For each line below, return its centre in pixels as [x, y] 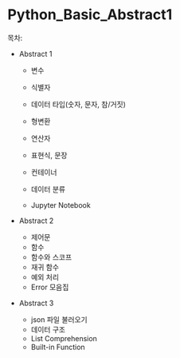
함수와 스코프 [51, 257]
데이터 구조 [48, 329]
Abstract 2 [36, 221]
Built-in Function [58, 347]
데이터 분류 [48, 189]
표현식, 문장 [49, 155]
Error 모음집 [50, 287]
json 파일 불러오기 [59, 319]
